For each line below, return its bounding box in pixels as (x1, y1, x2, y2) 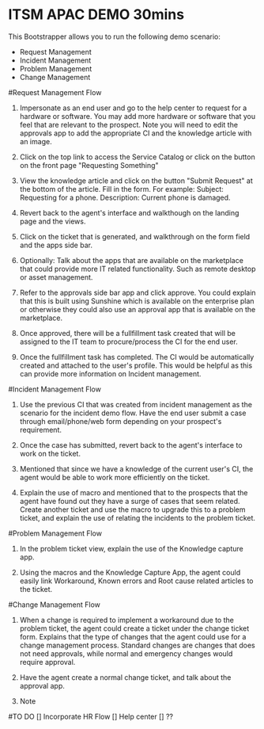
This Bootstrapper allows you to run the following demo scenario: (8, 32, 221, 41)
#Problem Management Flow (8, 529, 103, 538)
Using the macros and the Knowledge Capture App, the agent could (19, 567, 241, 577)
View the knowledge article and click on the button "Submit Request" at (19, 176, 253, 185)
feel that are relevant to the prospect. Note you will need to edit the (19, 120, 239, 129)
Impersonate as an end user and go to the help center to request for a (19, 103, 247, 113)
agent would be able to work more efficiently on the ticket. (19, 472, 210, 482)
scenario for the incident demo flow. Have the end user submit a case (19, 408, 247, 418)
